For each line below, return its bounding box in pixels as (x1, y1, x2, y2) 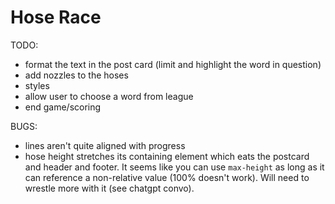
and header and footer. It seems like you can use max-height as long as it (24, 161, 325, 173)
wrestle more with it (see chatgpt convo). (24, 182, 195, 194)
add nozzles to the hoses (24, 69, 129, 81)
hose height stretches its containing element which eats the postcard (24, 150, 310, 162)
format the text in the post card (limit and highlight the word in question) (24, 58, 322, 70)
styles (24, 79, 50, 91)
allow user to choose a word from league (24, 90, 194, 102)
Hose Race (10, 6, 102, 29)
